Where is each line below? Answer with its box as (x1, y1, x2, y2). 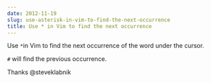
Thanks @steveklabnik (7, 68, 71, 76)
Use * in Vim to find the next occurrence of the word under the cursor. (7, 42, 205, 50)
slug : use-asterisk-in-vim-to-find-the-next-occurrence (7, 16, 170, 23)
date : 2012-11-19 (7, 10, 57, 17)
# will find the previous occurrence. (7, 55, 107, 63)
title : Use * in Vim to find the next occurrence (7, 23, 153, 29)
